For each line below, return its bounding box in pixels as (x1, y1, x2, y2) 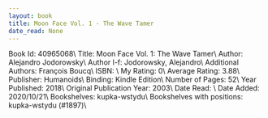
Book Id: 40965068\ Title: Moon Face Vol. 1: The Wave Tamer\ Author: (8, 49, 244, 59)
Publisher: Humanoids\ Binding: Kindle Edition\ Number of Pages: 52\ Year (8, 74, 257, 85)
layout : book (8, 11, 53, 20)
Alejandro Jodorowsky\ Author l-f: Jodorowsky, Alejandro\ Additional (8, 57, 240, 67)
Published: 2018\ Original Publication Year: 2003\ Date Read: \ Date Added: (8, 83, 260, 93)
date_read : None (8, 27, 63, 35)
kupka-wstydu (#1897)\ (8, 100, 87, 110)
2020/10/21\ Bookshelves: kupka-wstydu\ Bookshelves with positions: (8, 92, 244, 102)
